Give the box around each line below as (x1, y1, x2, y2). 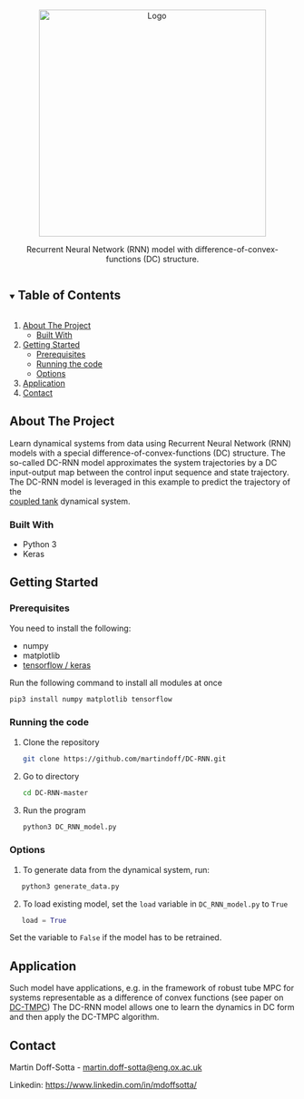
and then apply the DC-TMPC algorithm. (9, 1012, 160, 1023)
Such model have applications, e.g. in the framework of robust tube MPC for (9, 983, 295, 994)
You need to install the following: (9, 623, 132, 633)
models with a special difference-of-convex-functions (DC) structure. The (9, 447, 286, 458)
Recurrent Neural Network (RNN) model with (26, 244, 193, 254)
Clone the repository (22, 736, 100, 748)
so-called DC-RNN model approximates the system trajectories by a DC (9, 456, 278, 467)
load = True (21, 916, 67, 925)
